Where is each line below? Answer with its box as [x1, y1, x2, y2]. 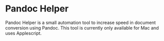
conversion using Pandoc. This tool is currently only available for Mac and [5, 24, 159, 30]
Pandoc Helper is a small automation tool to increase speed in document [5, 19, 156, 25]
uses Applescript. [5, 30, 42, 36]
